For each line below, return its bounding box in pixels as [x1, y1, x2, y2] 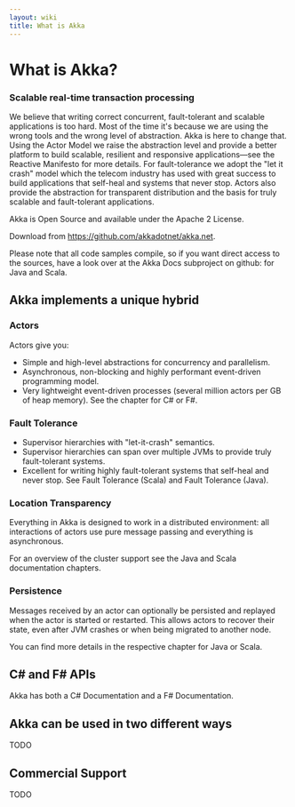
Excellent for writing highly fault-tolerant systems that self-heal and [21, 465, 269, 475]
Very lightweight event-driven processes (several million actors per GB [21, 385, 282, 396]
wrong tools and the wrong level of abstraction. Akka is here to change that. [9, 130, 287, 140]
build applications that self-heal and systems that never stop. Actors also [9, 177, 276, 188]
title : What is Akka [9, 21, 86, 30]
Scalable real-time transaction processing [9, 91, 195, 103]
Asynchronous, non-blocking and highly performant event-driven [21, 366, 261, 377]
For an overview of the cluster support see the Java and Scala [9, 553, 237, 564]
